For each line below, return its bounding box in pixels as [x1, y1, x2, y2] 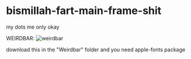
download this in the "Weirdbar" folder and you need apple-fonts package [6, 46, 186, 53]
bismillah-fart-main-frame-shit [6, 4, 162, 18]
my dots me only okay [6, 23, 60, 30]
